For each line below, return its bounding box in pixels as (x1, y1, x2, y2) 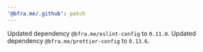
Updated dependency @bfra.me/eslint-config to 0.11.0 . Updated (7, 29, 197, 37)
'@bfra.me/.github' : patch (7, 10, 86, 17)
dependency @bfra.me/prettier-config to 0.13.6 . (7, 36, 150, 45)
